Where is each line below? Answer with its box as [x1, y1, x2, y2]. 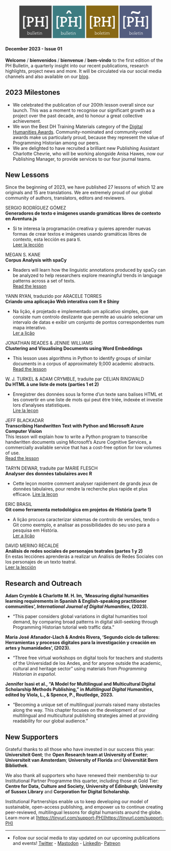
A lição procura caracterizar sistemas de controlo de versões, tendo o [12, 517, 159, 523]
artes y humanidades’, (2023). [5, 645, 71, 651]
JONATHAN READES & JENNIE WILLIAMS [5, 340, 93, 346]
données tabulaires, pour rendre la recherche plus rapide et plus [12, 486, 148, 492]
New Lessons [5, 171, 49, 179]
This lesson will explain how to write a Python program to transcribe [5, 433, 148, 440]
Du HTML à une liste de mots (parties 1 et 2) [5, 381, 99, 388]
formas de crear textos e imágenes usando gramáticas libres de [12, 231, 147, 237]
